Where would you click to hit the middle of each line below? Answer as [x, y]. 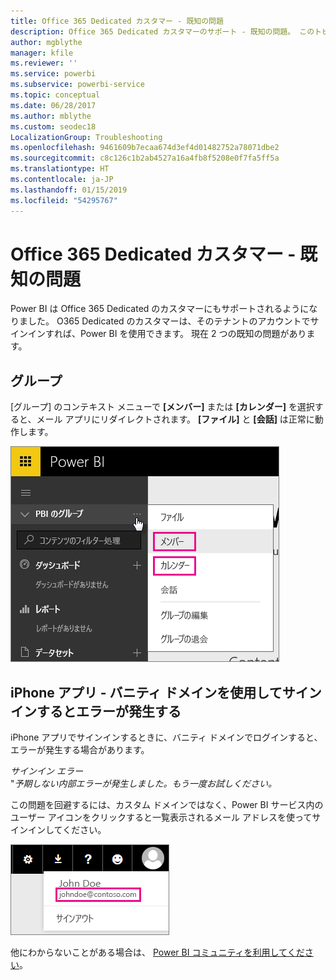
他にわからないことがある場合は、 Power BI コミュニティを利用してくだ [157, 952]
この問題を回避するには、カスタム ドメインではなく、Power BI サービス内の [167, 805]
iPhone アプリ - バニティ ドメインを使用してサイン [166, 692]
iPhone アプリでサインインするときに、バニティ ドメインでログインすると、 [166, 737]
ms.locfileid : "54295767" [64, 200]
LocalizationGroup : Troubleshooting [86, 137]
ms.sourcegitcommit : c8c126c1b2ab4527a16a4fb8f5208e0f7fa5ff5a [145, 158]
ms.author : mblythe [51, 116]
